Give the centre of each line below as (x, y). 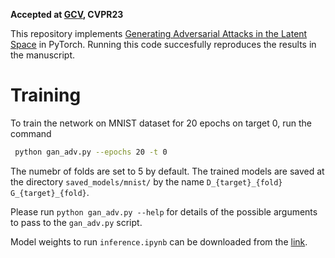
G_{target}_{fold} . (50, 192)
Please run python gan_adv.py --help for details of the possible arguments (164, 211)
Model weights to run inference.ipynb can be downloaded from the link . (159, 241)
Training (46, 95)
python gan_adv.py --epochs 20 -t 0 (91, 152)
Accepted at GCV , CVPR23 (67, 14)
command (31, 133)
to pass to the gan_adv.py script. (76, 222)
